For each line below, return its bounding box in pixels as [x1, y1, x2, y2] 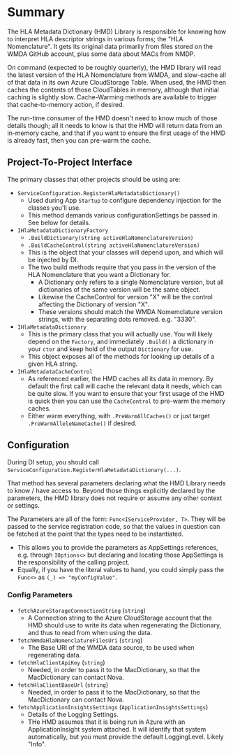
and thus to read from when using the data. [27, 628, 152, 636]
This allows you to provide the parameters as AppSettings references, [17, 543, 218, 551]
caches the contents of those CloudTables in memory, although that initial [7, 85, 220, 94]
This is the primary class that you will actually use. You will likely [27, 329, 213, 338]
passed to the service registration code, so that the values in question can [7, 522, 220, 530]
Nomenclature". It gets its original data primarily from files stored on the [7, 42, 213, 50]
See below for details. [27, 218, 91, 227]
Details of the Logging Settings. [27, 710, 119, 718]
